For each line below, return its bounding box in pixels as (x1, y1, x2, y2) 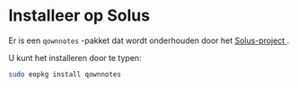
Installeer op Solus (8, 5, 150, 26)
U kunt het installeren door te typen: (8, 52, 142, 63)
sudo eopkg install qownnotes (8, 69, 122, 79)
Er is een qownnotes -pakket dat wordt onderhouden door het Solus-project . (8, 35, 290, 46)
